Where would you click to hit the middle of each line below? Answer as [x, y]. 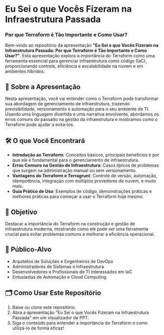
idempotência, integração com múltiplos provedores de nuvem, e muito [84, 181]
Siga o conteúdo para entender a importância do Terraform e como [80, 323]
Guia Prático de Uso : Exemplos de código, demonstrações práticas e [82, 191]
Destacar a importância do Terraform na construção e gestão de [70, 223]
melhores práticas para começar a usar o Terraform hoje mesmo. [78, 196]
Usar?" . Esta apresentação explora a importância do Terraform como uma [80, 56]
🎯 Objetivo [21, 212]
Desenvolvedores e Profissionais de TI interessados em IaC [72, 272]
